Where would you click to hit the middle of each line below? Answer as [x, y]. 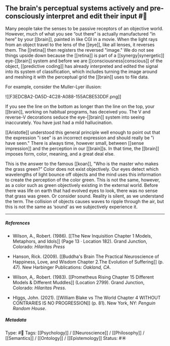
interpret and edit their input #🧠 [97, 16]
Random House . [29, 308]
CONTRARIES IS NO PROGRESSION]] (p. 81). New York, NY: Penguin [84, 303]
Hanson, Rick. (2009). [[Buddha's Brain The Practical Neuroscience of [86, 256]
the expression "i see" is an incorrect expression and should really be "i [80, 138]
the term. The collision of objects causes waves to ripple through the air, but [85, 201]
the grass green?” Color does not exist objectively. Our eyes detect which [82, 169]
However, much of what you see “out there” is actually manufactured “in [80, 34]
